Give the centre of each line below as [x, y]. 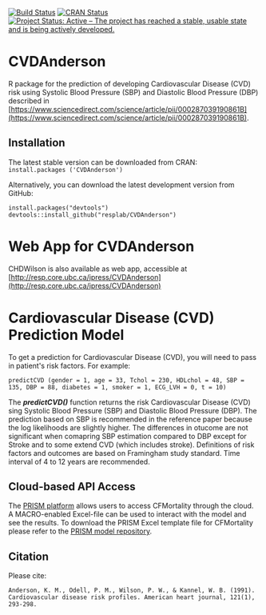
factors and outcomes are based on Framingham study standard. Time [124, 453]
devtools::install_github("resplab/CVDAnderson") [93, 215]
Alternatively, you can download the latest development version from [121, 185]
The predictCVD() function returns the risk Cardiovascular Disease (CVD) [130, 402]
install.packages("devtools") [59, 208]
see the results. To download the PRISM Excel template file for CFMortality [131, 523]
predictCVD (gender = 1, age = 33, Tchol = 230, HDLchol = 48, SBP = [127, 380]
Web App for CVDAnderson [101, 246]
